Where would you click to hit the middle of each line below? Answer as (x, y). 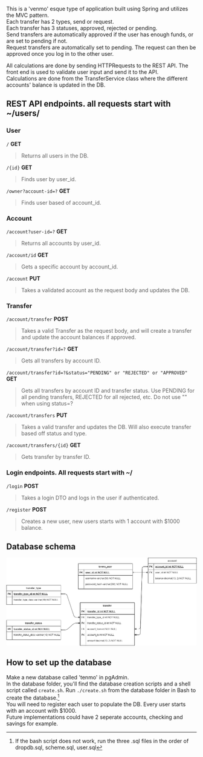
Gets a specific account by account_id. (69, 267)
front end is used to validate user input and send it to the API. (82, 72)
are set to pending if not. (37, 41)
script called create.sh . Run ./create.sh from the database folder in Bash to (101, 690)
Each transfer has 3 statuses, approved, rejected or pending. (82, 28)
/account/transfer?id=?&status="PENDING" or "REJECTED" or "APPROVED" (97, 373)
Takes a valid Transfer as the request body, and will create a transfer (106, 331)
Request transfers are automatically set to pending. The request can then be (101, 47)
